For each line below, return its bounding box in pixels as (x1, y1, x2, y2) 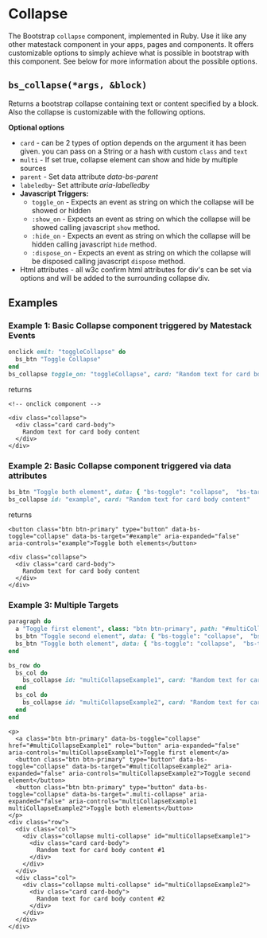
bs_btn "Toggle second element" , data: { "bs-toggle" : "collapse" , (15, 632, 244, 640)
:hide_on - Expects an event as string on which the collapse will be (31, 231, 251, 240)
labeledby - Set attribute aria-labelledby (19, 180, 150, 189)
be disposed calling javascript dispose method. (31, 256, 185, 266)
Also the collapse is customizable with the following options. (8, 107, 206, 116)
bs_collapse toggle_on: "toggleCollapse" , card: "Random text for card (8, 371, 250, 379)
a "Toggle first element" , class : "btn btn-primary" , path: (15, 625, 219, 633)
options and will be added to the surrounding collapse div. (19, 273, 211, 282)
